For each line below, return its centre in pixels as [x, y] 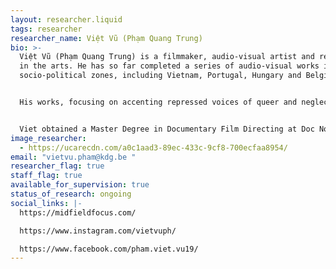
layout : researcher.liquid [66, 19]
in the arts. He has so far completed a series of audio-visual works [169, 66]
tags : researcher [46, 29]
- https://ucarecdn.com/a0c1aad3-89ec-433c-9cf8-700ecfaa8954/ [153, 147]
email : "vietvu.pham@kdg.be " [73, 157]
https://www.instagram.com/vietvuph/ [98, 231]
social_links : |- [46, 203]
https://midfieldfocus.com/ [78, 212]
